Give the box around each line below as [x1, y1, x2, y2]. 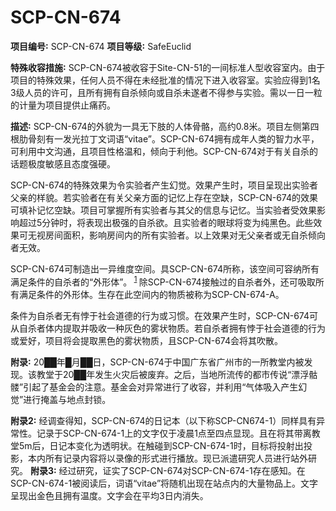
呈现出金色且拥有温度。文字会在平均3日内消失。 [10, 489, 209, 501]
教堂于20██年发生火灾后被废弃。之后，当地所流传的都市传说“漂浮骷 [36, 368, 318, 380]
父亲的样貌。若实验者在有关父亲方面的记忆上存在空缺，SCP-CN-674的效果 [10, 191, 319, 203]
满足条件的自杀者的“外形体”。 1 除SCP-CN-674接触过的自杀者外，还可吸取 [10, 274, 316, 288]
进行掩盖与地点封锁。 [23, 393, 112, 405]
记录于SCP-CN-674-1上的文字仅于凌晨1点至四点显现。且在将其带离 [36, 427, 312, 439]
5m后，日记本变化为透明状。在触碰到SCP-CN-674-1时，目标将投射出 [18, 439, 304, 451]
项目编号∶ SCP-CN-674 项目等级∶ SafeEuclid [10, 40, 192, 52]
